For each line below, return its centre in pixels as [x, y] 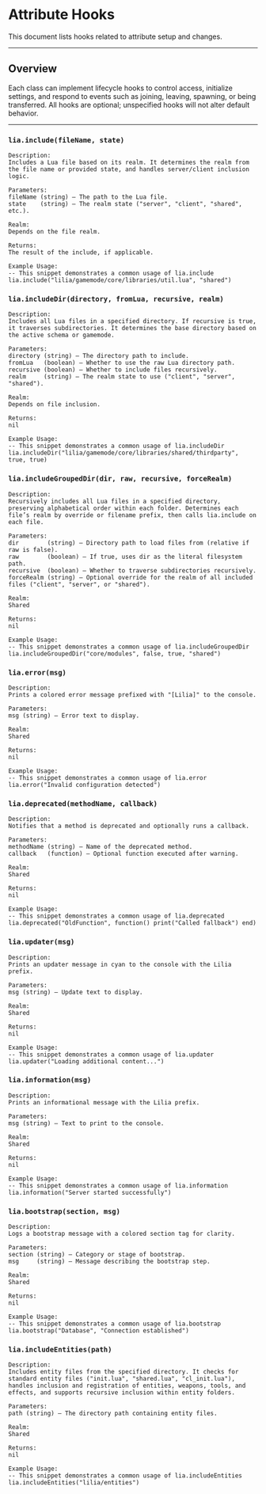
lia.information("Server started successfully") [90, 1192]
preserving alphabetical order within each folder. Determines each [123, 508]
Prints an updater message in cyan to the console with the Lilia [120, 964]
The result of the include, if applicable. [81, 253]
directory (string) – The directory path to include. [99, 356]
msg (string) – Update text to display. [76, 992]
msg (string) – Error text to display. [74, 715]
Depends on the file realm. [55, 232]
